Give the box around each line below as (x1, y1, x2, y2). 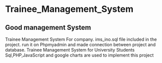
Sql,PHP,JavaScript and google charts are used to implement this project (5, 52, 154, 58)
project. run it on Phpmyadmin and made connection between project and (5, 42, 156, 48)
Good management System (5, 23, 91, 32)
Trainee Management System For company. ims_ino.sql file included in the (5, 36, 157, 42)
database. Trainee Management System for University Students (5, 47, 135, 53)
